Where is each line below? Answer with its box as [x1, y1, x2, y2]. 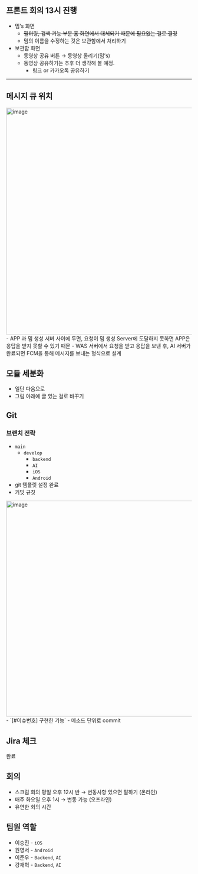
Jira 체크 [6, 736, 37, 746]
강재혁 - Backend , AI [14, 861, 62, 868]
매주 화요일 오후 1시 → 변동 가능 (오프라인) [14, 795, 112, 802]
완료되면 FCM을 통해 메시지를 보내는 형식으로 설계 [6, 349, 122, 356]
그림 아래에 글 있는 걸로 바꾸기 [14, 392, 84, 400]
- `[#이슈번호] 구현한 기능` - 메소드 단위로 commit [6, 717, 121, 724]
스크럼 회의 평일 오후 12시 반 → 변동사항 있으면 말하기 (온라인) [14, 788, 158, 795]
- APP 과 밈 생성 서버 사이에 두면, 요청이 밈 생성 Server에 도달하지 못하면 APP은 [6, 334, 190, 342]
